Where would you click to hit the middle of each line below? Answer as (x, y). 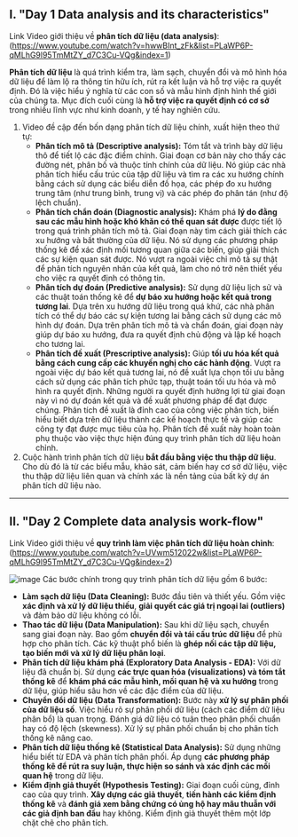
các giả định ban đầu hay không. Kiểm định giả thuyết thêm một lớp (146, 813)
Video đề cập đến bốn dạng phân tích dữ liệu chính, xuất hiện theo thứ (151, 127)
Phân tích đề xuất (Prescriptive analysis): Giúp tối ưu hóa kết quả (157, 353)
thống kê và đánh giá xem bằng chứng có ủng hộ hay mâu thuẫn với (149, 803)
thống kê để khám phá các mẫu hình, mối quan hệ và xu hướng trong (150, 681)
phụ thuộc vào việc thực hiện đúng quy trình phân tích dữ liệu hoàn (158, 438)
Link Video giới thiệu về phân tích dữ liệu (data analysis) (113, 36)
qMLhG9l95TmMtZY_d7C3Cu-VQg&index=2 (90, 562)
